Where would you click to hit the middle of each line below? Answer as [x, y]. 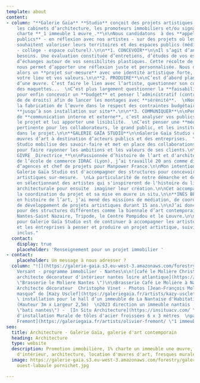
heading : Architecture [40, 338]
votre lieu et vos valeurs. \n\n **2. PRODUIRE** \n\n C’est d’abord [100, 78]
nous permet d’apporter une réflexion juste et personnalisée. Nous [104, 67]
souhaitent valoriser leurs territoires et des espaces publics [98, 45]
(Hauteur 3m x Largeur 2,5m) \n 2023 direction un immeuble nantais [104, 305]
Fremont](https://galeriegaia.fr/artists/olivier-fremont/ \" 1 [97, 321]
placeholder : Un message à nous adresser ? [72, 260]
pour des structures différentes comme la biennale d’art [90, 211]
